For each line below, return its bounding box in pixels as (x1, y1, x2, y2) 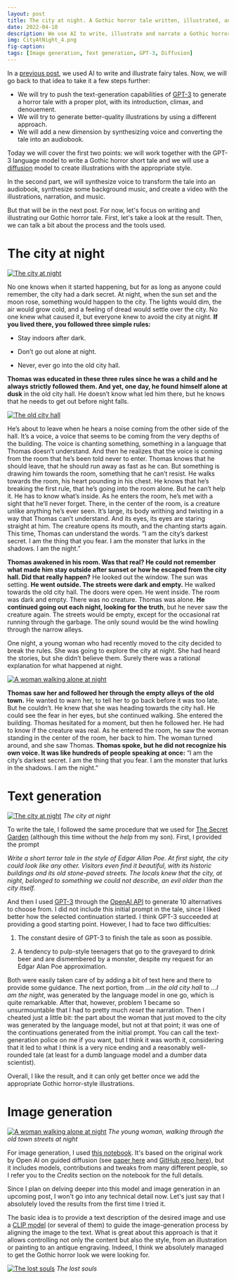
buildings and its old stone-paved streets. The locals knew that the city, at (7, 868, 223, 877)
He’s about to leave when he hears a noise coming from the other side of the (7, 424, 229, 433)
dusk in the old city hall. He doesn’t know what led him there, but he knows (7, 389, 225, 398)
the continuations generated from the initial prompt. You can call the (7, 1028, 204, 1037)
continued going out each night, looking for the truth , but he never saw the (7, 603, 228, 611)
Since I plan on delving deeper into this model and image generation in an (7, 1185, 221, 1193)
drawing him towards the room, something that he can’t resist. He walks (7, 469, 216, 478)
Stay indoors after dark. (17, 333, 86, 342)
